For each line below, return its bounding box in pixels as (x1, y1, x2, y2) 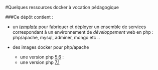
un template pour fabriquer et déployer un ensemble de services (12, 24, 146, 30)
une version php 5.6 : (20, 54, 64, 60)
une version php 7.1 (20, 59, 60, 65)
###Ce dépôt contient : (5, 14, 54, 20)
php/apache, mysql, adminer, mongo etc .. (12, 35, 100, 40)
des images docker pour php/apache (12, 44, 89, 50)
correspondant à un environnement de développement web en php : (12, 29, 154, 35)
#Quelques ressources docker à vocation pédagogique (5, 5, 119, 10)
